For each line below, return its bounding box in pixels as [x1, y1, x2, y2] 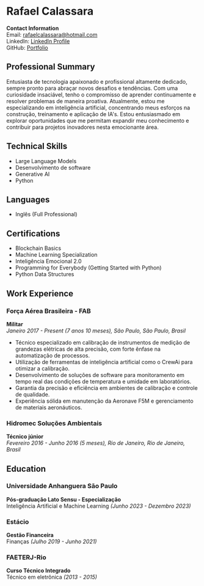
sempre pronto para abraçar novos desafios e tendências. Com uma [6, 84, 178, 92]
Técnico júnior [6, 433, 44, 441]
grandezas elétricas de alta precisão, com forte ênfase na [15, 345, 161, 353]
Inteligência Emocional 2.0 [15, 258, 82, 265]
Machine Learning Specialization [15, 251, 98, 258]
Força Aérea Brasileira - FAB [6, 307, 92, 315]
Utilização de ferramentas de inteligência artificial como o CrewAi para [15, 358, 193, 365]
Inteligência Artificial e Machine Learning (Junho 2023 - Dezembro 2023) [6, 502, 191, 510]
